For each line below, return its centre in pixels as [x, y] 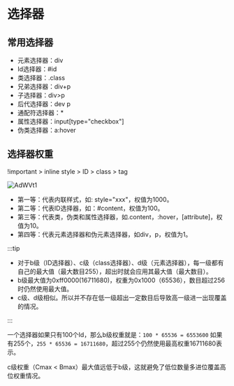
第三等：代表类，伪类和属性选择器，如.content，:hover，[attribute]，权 [120, 216]
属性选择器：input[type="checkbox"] [71, 121]
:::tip [14, 248]
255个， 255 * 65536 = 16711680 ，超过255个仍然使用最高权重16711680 [115, 343]
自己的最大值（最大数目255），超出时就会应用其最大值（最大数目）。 [115, 271]
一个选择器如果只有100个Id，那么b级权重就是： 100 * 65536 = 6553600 [108, 334]
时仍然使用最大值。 [45, 289]
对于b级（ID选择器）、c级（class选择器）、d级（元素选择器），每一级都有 [120, 262]
